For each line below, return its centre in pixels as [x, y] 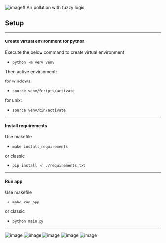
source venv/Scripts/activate [43, 91]
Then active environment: [31, 72]
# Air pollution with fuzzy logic [54, 8]
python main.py [28, 222]
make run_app [26, 202]
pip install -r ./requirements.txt [49, 166]
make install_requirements [40, 147]
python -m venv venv [33, 62]
